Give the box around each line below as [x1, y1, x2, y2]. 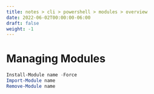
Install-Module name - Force [6, 72, 78, 78]
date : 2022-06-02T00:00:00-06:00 [6, 15, 91, 21]
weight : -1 [6, 25, 34, 32]
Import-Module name [6, 78, 56, 84]
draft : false [6, 20, 39, 26]
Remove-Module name [6, 83, 56, 89]
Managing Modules [6, 52, 106, 65]
